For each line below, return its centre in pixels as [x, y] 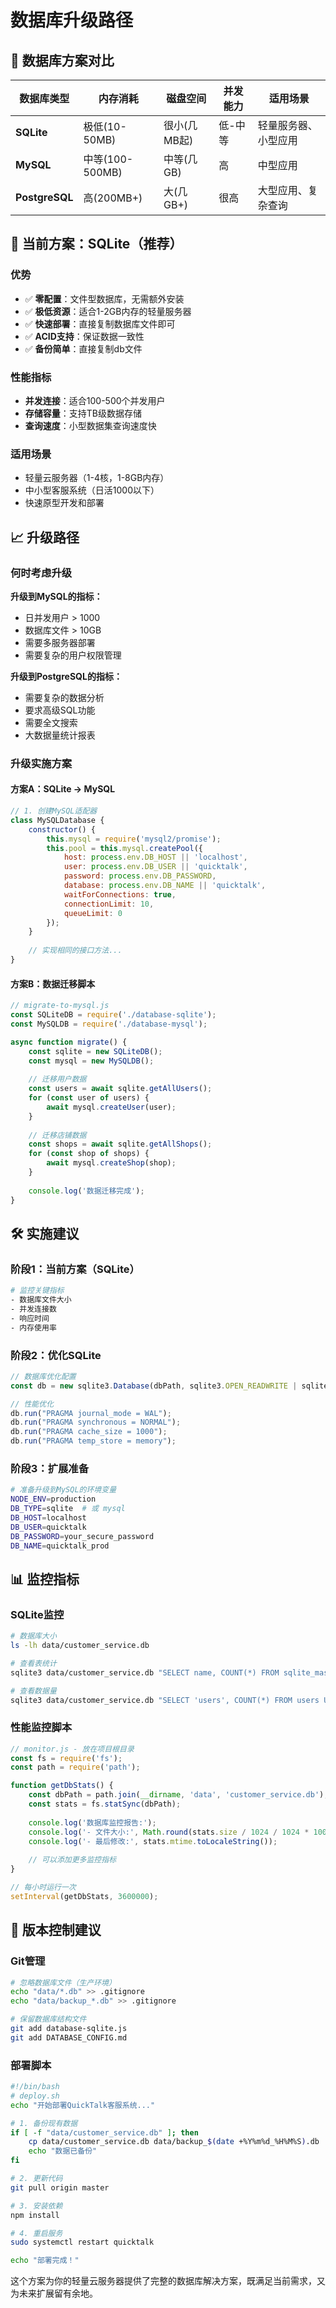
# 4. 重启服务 [36, 2233]
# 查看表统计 [33, 1663]
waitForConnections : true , [120, 894]
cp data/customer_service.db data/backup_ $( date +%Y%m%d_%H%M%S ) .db [174, 2142]
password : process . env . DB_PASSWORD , [140, 876]
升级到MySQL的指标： [56, 596]
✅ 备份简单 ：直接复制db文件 [83, 348]
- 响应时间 [30, 1318]
